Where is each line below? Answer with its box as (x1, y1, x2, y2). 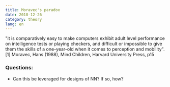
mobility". (145, 46, 165, 52)
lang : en (5, 21, 24, 27)
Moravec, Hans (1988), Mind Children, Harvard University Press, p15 (11, 52, 154, 58)
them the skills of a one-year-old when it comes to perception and (5, 46, 144, 52)
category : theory (5, 17, 42, 22)
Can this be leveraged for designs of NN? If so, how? (12, 75, 124, 81)
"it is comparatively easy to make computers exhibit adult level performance (5, 35, 165, 41)
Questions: (5, 64, 34, 71)
